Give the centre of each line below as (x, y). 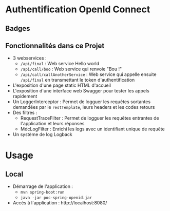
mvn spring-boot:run (42, 193)
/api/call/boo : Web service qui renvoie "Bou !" (71, 69)
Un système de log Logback (43, 135)
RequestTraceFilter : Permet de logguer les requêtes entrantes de (90, 118)
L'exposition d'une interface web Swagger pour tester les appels (81, 91)
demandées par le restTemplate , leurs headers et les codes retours (84, 107)
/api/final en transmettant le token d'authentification (78, 80)
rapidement (25, 97)
